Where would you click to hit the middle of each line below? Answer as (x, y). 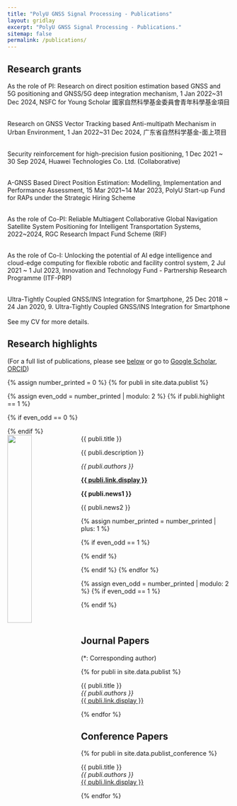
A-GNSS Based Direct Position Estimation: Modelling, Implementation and (114, 182)
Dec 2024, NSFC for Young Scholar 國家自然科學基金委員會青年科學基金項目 (118, 102)
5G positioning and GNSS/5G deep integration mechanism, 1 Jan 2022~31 (115, 94)
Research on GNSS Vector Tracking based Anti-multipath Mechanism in (112, 123)
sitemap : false (30, 34)
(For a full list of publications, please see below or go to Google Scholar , (112, 361)
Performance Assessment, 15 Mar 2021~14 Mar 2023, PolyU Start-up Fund (116, 190)
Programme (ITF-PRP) (40, 278)
